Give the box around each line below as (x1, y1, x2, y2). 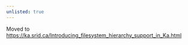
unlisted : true (6, 8, 44, 15)
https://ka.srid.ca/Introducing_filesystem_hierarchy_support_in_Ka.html (6, 31, 182, 39)
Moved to (6, 25, 30, 32)
